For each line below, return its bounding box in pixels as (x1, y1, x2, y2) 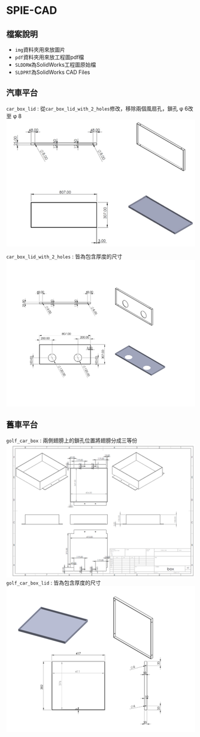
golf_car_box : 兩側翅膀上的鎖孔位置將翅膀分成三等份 (6, 437, 138, 444)
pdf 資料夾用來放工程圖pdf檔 (14, 53, 84, 61)
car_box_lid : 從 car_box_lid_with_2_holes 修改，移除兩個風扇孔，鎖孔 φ (6, 105, 184, 112)
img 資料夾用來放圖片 (14, 46, 66, 53)
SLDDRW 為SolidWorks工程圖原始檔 (14, 61, 96, 68)
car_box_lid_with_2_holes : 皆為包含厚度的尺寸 (6, 253, 123, 260)
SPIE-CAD (6, 4, 57, 17)
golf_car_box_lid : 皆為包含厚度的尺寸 (6, 579, 101, 586)
